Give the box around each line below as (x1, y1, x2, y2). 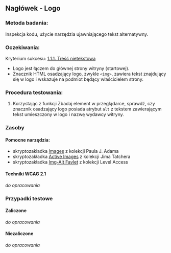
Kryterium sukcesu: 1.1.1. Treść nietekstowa (5, 55, 96, 61)
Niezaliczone (5, 231, 34, 237)
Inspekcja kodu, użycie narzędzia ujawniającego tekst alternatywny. (5, 31, 149, 37)
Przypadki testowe (5, 195, 53, 202)
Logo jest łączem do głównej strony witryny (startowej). (12, 65, 130, 71)
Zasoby (5, 124, 25, 131)
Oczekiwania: (5, 43, 40, 51)
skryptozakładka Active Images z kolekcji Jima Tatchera (12, 153, 131, 160)
